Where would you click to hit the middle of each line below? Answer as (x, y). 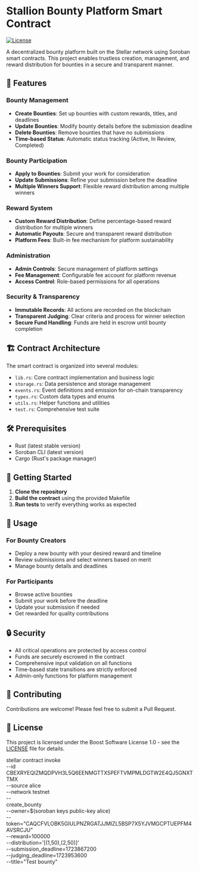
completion (29, 329)
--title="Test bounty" (32, 861)
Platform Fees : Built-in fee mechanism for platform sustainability (94, 240)
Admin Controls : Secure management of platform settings (86, 269)
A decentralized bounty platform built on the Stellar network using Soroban (98, 51)
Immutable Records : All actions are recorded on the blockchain (93, 309)
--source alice (24, 785)
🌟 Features (27, 83)
